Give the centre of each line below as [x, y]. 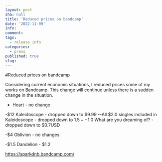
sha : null [15, 14]
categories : [17, 47]
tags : [11, 38]
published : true [22, 56]
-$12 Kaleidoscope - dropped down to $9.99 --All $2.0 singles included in [81, 115]
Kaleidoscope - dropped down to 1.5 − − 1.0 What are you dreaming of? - [79, 120]
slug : [11, 61]
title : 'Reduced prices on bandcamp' [44, 19]
